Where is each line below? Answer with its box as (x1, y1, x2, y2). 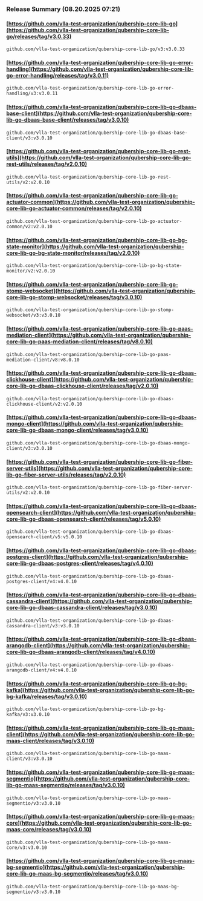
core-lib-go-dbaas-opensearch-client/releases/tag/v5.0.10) (6, 515, 161, 523)
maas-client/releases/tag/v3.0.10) (6, 737, 95, 744)
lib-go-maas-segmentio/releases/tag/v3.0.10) (6, 781, 125, 788)
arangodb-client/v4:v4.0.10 (6, 667, 77, 673)
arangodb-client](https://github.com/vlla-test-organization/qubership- (6, 642, 190, 649)
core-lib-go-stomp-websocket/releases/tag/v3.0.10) (6, 293, 143, 301)
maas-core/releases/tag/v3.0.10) (6, 826, 92, 833)
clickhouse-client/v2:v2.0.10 (6, 401, 83, 407)
